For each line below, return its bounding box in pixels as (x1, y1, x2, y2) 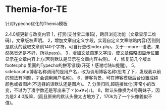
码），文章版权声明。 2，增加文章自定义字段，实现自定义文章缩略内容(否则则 (5, 37, 161, 43)
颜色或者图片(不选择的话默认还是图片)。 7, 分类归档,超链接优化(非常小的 (5, 81, 152, 87)
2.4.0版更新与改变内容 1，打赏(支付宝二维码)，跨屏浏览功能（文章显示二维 (5, 31, 157, 37)
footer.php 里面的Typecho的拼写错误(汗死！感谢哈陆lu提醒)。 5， (5, 62, 139, 68)
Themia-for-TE (5, 3, 68, 15)
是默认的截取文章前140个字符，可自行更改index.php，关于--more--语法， (5, 43, 156, 49)
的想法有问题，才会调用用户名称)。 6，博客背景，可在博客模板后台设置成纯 (5, 75, 159, 81)
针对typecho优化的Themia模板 (5, 20, 68, 26)
